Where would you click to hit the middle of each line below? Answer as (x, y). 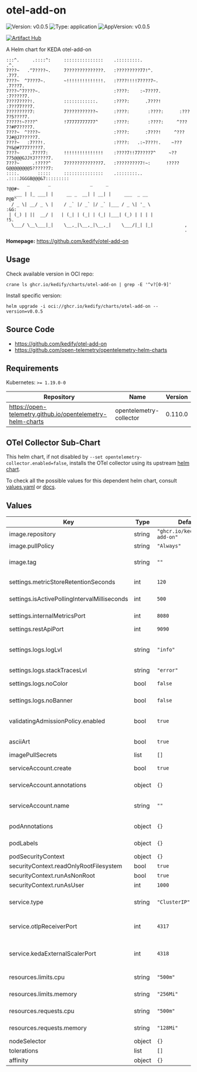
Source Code (30, 329)
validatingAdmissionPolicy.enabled (57, 721)
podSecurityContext (37, 856)
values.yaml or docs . (31, 487)
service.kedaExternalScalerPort (53, 953)
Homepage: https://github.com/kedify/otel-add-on (67, 241)
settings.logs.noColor (38, 683)
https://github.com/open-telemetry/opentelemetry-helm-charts (91, 350)
